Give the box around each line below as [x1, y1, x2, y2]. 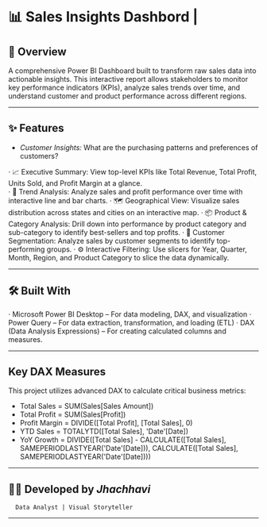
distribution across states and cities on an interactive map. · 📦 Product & [8, 207, 247, 217]
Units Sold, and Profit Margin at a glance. [8, 178, 143, 188]
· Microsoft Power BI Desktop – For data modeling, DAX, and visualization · [8, 309, 252, 319]
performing [8, 244, 45, 254]
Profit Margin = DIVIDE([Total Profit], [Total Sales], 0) [19, 418, 193, 428]
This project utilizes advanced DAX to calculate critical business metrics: [8, 386, 246, 395]
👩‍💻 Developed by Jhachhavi [8, 483, 151, 496]
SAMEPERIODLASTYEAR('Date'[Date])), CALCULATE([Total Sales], [19, 444, 238, 453]
